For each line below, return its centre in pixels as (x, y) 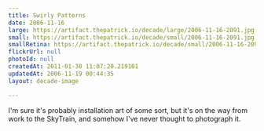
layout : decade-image (44, 81)
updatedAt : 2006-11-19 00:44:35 (61, 74)
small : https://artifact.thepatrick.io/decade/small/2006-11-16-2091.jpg (132, 37)
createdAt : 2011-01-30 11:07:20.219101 (73, 67)
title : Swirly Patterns (47, 15)
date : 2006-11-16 (37, 23)
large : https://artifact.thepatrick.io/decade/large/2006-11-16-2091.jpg (132, 30)
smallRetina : (29, 45)
